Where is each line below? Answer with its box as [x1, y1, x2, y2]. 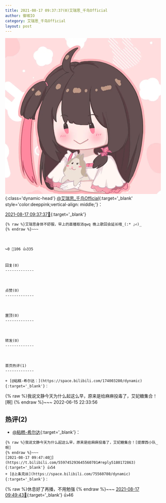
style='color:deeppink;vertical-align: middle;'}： [5, 201, 103, 207]
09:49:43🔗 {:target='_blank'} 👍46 [5, 492, 74, 498]
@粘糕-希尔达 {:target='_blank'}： [12, 429, 81, 435]
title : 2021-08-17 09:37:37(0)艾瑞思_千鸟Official [5, 8, 108, 13]
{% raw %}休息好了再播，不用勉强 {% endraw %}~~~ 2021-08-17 [5, 486, 140, 492]
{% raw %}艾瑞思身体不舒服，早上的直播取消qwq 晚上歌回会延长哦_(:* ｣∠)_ [5, 222, 142, 227]
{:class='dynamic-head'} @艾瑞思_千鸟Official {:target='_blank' [5, 196, 133, 201]
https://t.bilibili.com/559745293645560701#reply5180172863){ [5, 460, 136, 465]
